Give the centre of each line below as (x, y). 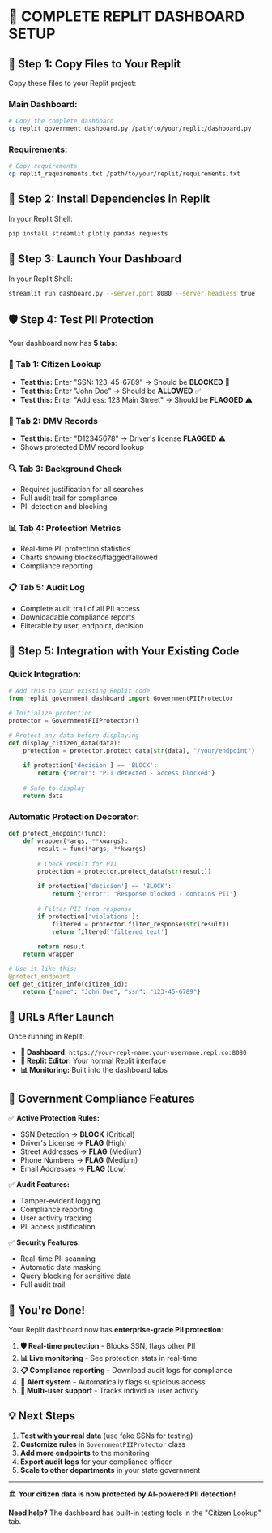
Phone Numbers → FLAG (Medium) (79, 1160)
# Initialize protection (50, 714)
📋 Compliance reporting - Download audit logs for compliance (126, 1370)
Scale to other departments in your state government (110, 1470)
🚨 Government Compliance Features (102, 1098)
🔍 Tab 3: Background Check (66, 469)
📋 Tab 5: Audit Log (47, 588)
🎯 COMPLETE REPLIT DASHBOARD (127, 17)
